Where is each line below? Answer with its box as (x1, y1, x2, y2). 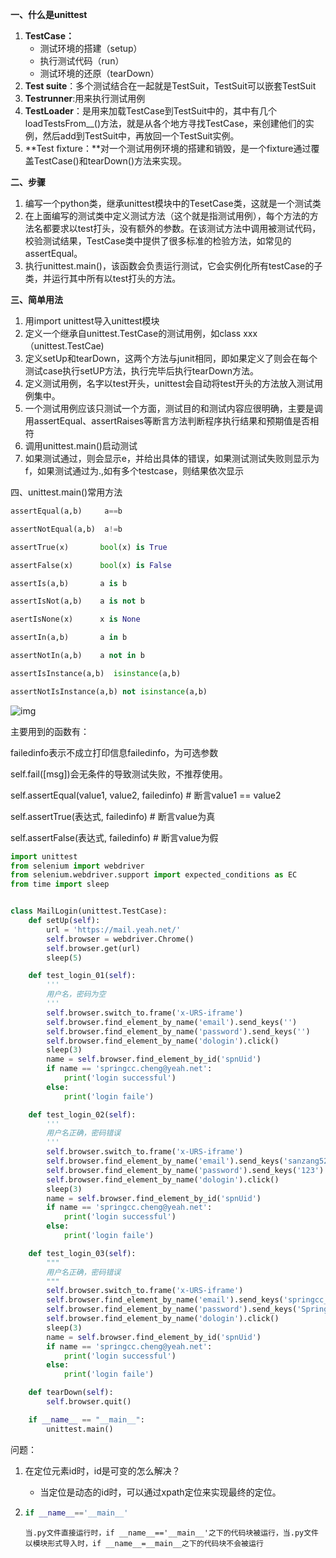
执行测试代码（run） (39, 55, 125, 67)
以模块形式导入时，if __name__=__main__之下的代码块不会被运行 (24, 1538, 264, 1548)
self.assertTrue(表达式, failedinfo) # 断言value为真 (10, 810, 216, 822)
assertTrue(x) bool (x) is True (10, 542, 168, 552)
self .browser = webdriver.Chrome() (46, 934, 195, 944)
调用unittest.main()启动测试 (24, 440, 138, 452)
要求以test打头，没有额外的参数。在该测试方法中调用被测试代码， (51, 223, 322, 234)
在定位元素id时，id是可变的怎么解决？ (24, 1464, 181, 1477)
